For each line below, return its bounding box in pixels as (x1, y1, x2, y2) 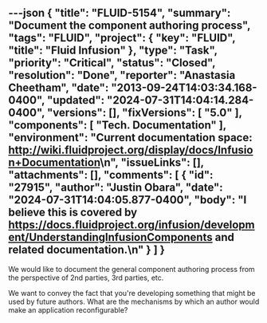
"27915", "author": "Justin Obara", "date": (8, 181, 223, 195)
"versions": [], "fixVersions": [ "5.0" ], (46, 106, 242, 120)
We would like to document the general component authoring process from (8, 264, 255, 274)
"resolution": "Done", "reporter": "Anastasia (8, 69, 236, 82)
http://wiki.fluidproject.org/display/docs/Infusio (8, 144, 253, 157)
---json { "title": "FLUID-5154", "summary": (8, 6, 231, 20)
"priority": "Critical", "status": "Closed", (8, 56, 216, 70)
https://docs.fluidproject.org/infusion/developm (8, 219, 255, 232)
